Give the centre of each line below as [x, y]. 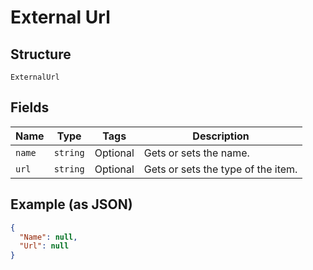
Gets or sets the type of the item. [220, 169]
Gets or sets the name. [196, 153]
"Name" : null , [48, 237]
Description [221, 136]
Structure [41, 54]
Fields [30, 107]
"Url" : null [44, 246]
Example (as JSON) [71, 204]
